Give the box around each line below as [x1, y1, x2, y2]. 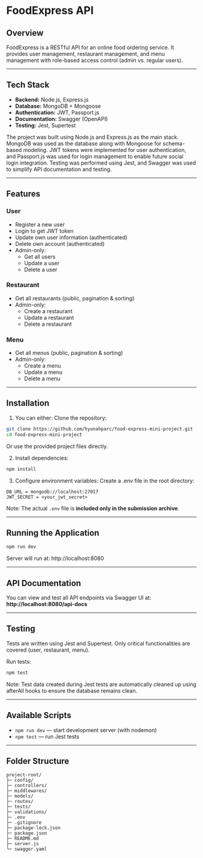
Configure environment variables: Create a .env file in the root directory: [14, 477, 195, 484]
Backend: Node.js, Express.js [14, 96, 89, 103]
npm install [6, 466, 36, 472]
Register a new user [14, 220, 65, 228]
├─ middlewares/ [6, 788, 47, 794]
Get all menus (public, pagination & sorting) [14, 349, 123, 357]
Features [6, 189, 40, 199]
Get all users [24, 252, 56, 260]
